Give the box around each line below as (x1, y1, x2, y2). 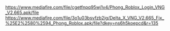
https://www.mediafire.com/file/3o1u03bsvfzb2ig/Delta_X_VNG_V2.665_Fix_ (5, 15, 164, 20)
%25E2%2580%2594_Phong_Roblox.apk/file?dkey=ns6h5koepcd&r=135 (5, 20, 159, 26)
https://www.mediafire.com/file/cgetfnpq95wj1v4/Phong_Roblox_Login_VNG (5, 4, 165, 10)
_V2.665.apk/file (5, 9, 39, 15)
